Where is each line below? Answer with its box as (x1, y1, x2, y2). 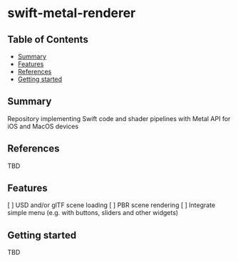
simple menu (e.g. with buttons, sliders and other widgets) (7, 209, 179, 217)
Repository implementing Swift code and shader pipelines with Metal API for (7, 114, 231, 122)
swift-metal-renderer (7, 5, 136, 21)
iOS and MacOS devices (7, 122, 79, 130)
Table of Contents (7, 33, 89, 46)
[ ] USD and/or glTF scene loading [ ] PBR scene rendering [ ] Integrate (7, 201, 216, 209)
